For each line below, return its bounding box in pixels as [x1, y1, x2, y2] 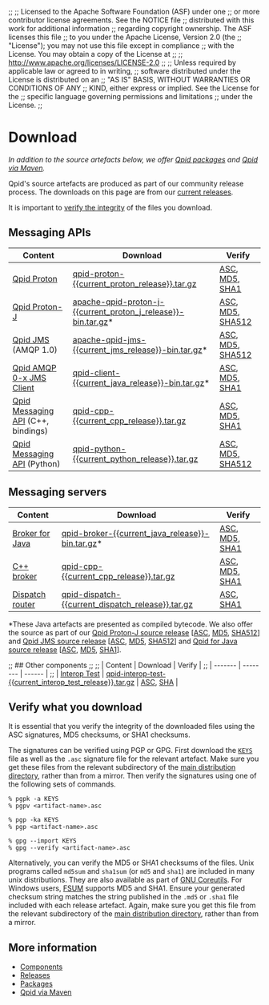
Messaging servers [8, 486, 107, 499]
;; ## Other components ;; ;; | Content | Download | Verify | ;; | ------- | [8, 660, 242, 670]
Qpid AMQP [12, 362, 57, 373]
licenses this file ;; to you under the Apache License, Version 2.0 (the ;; [8, 32, 242, 42]
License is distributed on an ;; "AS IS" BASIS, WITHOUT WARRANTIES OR [8, 75, 251, 84]
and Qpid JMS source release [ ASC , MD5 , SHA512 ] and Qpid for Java [8, 636, 238, 646]
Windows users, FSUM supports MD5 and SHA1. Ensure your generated [8, 883, 246, 893]
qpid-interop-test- [106, 668, 167, 679]
